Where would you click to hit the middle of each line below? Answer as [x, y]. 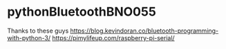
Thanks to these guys [38, 31]
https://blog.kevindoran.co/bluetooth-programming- [144, 31]
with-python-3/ [29, 37]
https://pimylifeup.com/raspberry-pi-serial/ [113, 37]
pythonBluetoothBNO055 [82, 12]
